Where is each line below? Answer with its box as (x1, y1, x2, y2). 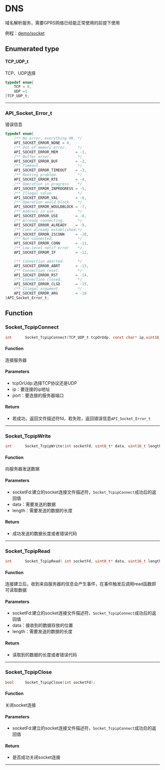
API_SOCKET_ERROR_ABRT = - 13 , (14, 263, 89, 268)
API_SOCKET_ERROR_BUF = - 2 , (14, 159, 87, 164)
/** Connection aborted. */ (14, 259, 82, 264)
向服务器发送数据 (5, 466, 40, 472)
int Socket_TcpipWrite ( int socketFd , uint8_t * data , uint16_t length (5, 444, 162, 449)
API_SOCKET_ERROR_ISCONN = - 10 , (14, 232, 89, 237)
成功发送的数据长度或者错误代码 (12, 530, 77, 536)
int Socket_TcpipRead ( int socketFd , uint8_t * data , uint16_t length (5, 559, 162, 564)
